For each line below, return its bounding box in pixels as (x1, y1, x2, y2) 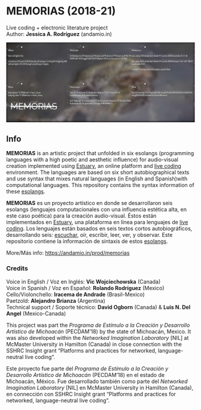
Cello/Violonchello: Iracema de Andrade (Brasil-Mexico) (6, 291, 145, 298)
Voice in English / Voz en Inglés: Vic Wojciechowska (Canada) (6, 278, 161, 285)
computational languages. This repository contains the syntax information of (6, 182, 194, 189)
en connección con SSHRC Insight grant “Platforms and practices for (6, 390, 176, 397)
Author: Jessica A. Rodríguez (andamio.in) (6, 30, 112, 37)
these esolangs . (6, 188, 46, 195)
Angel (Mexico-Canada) (6, 310, 66, 317)
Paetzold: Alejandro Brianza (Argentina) (6, 297, 106, 304)
